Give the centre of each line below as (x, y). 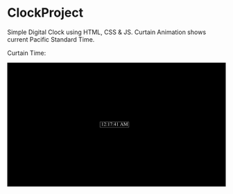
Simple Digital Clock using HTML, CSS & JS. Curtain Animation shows (107, 32)
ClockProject (45, 13)
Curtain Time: (27, 53)
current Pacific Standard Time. (51, 39)
